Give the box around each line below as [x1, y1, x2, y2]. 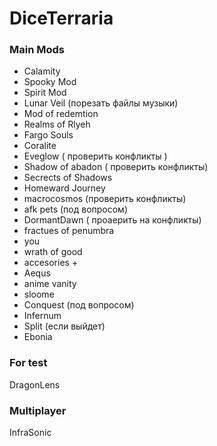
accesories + [23, 257, 79, 269]
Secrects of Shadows [23, 172, 113, 184]
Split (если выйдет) [23, 320, 106, 332]
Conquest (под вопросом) [23, 299, 135, 311]
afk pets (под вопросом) [23, 203, 129, 216]
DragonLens [9, 378, 61, 391]
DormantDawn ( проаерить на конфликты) [23, 214, 202, 226]
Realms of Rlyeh [23, 118, 91, 131]
